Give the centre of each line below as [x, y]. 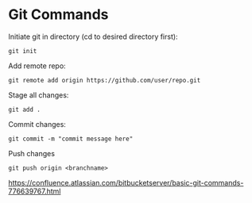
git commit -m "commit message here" [71, 139]
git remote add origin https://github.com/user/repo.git [105, 80]
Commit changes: [37, 124]
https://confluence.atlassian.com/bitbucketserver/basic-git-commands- [126, 182]
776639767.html [35, 191]
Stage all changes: [39, 95]
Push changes [32, 153]
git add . [25, 109]
